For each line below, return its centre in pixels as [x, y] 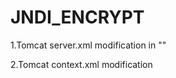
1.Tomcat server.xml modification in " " [88, 45]
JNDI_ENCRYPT [77, 17]
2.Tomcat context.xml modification [81, 64]
